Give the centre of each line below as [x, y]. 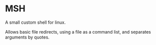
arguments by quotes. [27, 37]
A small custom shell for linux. [35, 22]
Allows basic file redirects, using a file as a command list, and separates [78, 32]
